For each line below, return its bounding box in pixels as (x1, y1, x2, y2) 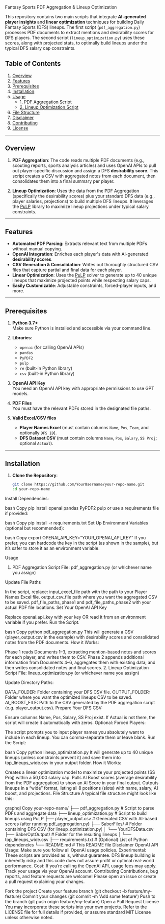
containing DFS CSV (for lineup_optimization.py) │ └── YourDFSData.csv (5, 826, 154, 832)
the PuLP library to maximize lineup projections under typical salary (12, 203, 149, 209)
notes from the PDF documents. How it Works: (5, 639, 99, 645)
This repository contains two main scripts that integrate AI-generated (5, 14, 146, 19)
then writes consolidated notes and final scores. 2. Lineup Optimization (5, 664, 149, 671)
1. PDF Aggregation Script (19, 99, 72, 105)
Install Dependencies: (5, 495, 49, 501)
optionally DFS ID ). (19, 430, 57, 436)
